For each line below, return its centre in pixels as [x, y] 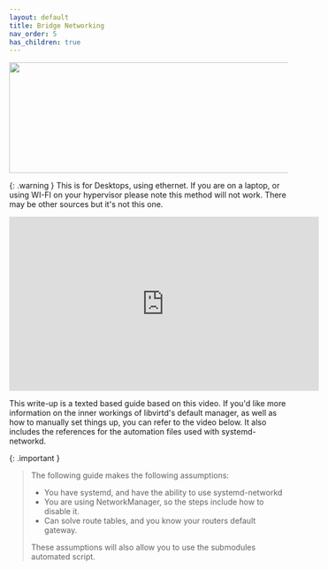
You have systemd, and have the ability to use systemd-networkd [163, 493]
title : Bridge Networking [57, 26]
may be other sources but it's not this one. [86, 204]
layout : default [39, 17]
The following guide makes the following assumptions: [130, 475]
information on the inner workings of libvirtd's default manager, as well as [143, 413]
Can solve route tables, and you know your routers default [150, 521]
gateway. [61, 530]
